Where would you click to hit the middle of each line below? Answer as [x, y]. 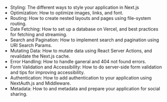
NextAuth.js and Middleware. [40, 83]
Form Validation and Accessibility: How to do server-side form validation [86, 67]
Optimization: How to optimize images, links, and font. [67, 13]
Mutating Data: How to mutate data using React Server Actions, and [81, 51]
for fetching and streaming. [39, 34]
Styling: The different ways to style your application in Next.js [75, 7]
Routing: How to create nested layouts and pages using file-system [80, 18]
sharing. [19, 94]
